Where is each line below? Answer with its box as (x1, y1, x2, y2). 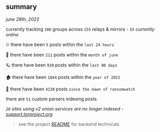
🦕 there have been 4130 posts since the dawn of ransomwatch (6, 85, 135, 92)
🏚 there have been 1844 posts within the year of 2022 (6, 74, 121, 80)
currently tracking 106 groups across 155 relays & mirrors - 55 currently (6, 26, 155, 32)
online (6, 31, 19, 37)
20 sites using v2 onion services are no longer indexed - (6, 105, 124, 112)
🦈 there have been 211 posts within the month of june (6, 52, 118, 58)
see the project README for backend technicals (18, 121, 120, 127)
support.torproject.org (6, 111, 53, 117)
